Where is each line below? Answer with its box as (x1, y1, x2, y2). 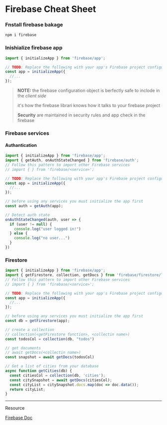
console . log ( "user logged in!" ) (14, 226, 81, 231)
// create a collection (5, 327, 55, 332)
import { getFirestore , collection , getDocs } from (5, 273, 114, 278)
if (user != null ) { (9, 221, 52, 227)
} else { (9, 231, 28, 236)
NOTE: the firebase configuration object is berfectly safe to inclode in (17, 88, 160, 94)
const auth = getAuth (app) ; (5, 204, 64, 209)
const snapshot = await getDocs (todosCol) (5, 355, 94, 360)
